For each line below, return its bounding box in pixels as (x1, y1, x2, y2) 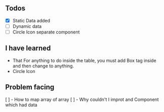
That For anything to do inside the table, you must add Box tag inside (12, 57, 156, 63)
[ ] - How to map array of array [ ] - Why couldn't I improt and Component (5, 96, 159, 102)
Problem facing (5, 83, 55, 92)
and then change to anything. (12, 63, 74, 69)
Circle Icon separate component (12, 29, 80, 35)
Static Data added (12, 17, 51, 23)
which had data (5, 101, 37, 108)
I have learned (5, 44, 51, 53)
